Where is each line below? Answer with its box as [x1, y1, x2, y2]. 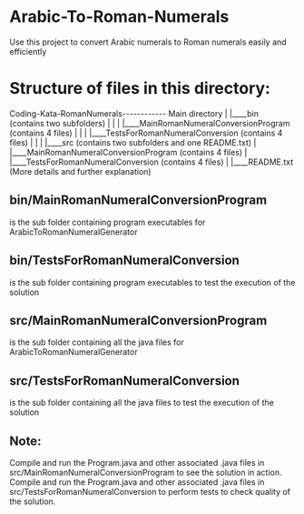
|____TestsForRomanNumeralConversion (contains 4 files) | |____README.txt [9, 156, 294, 167]
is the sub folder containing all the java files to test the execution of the [9, 398, 274, 408]
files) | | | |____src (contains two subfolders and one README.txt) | [9, 136, 257, 147]
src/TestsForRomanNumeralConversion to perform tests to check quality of [9, 486, 291, 497]
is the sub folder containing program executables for [9, 217, 206, 227]
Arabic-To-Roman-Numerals [9, 6, 230, 27]
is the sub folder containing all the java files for [9, 337, 184, 348]
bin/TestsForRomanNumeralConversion [9, 253, 240, 268]
